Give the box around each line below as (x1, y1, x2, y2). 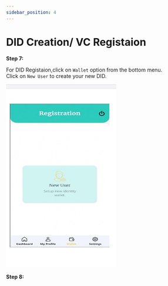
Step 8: (6, 273, 25, 280)
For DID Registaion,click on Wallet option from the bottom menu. (6, 66, 163, 73)
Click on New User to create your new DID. (6, 72, 107, 79)
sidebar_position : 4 (6, 9, 57, 15)
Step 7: (6, 55, 23, 62)
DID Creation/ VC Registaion (6, 35, 147, 49)
